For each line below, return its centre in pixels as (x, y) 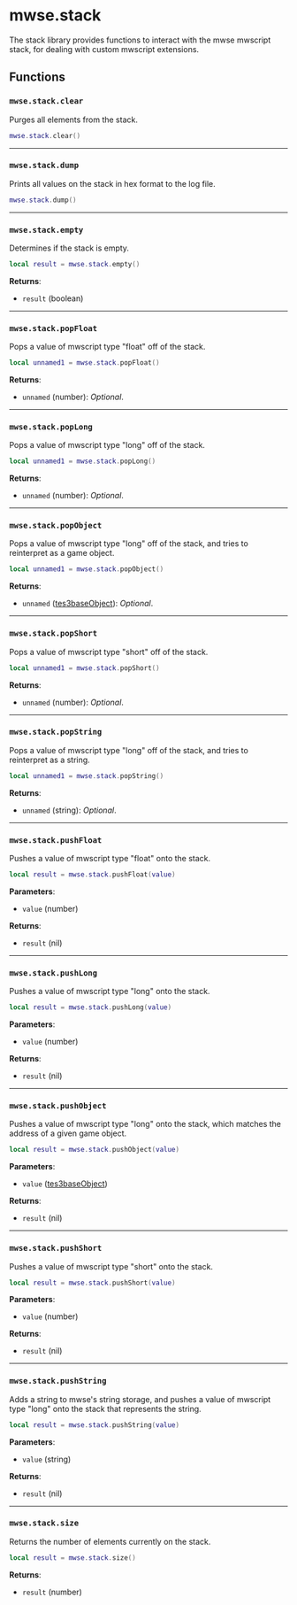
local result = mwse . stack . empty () (75, 264)
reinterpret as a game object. (62, 553)
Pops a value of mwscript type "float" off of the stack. (107, 347)
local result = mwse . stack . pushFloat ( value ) (92, 875)
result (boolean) (53, 298)
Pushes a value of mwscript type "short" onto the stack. (111, 1266)
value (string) (46, 1459)
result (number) (52, 1592)
